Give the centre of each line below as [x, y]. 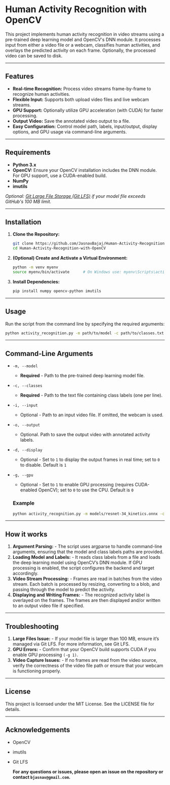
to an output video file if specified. [48, 606]
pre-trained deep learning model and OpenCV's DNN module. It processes [83, 40]
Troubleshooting [32, 627]
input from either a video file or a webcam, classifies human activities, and [83, 45]
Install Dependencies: [36, 281]
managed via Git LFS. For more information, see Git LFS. [71, 644]
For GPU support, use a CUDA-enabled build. [60, 175]
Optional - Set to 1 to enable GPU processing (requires [77, 485]
